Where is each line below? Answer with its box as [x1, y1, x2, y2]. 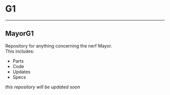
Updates [12, 69, 31, 75]
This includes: [5, 48, 34, 54]
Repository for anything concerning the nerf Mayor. [5, 42, 112, 49]
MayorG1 [5, 29, 34, 38]
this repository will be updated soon [5, 84, 80, 90]
